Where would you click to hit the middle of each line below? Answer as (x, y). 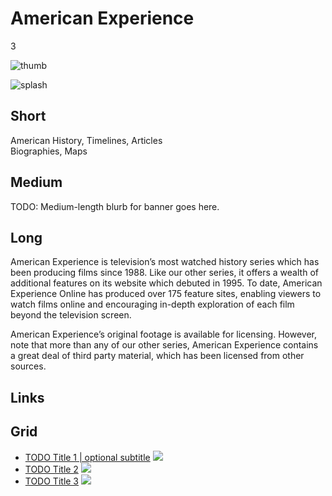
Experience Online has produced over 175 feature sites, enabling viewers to (166, 294)
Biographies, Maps (49, 151)
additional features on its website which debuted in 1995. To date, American (166, 283)
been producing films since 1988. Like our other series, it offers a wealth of (164, 273)
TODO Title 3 (52, 481)
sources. (28, 366)
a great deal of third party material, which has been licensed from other (157, 356)
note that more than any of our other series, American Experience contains (164, 345)
